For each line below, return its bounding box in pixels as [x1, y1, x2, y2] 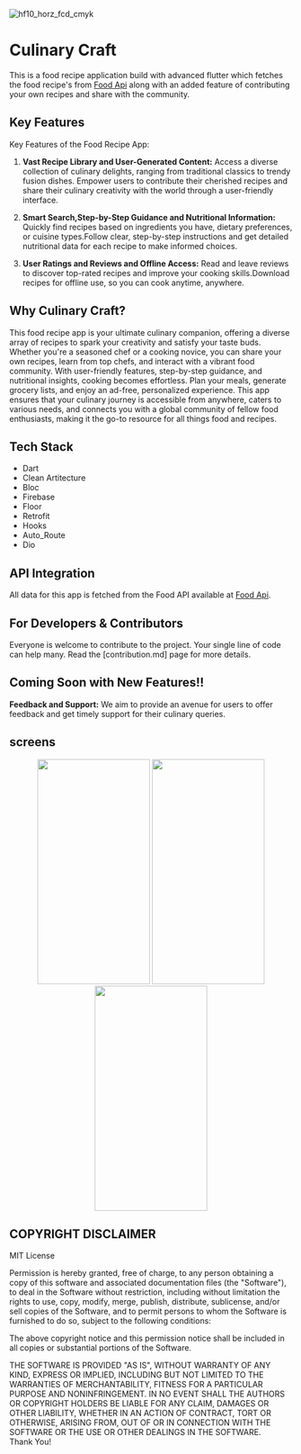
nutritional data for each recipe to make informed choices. [22, 240, 238, 251]
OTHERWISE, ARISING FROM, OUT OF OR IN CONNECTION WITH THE [9, 1417, 271, 1428]
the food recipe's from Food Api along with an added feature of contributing [9, 79, 290, 90]
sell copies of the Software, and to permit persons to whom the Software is [9, 1306, 288, 1317]
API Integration [9, 565, 96, 580]
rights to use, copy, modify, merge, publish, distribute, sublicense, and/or [9, 1297, 280, 1307]
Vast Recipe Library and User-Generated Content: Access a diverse [22, 156, 279, 166]
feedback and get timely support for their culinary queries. [9, 708, 226, 719]
